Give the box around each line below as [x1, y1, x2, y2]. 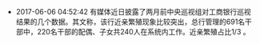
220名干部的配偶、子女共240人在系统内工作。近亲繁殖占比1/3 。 [37, 27, 250, 36]
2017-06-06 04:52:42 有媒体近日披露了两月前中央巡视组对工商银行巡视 [15, 7, 251, 16]
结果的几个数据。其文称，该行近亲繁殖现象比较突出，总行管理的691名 [15, 17, 246, 26]
